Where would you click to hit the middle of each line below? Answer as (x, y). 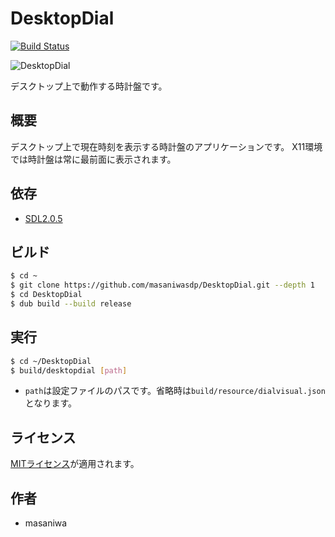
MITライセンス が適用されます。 (75, 464)
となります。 (50, 403)
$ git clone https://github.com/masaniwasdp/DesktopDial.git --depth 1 (162, 285)
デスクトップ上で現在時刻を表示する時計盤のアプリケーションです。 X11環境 (166, 146)
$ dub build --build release (71, 304)
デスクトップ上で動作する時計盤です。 (89, 86)
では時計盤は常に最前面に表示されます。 (93, 159)
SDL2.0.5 (43, 218)
